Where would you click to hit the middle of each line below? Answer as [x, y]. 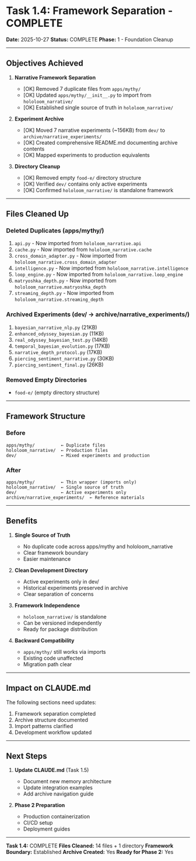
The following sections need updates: [51, 702]
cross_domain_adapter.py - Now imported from [71, 256]
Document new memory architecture [67, 781]
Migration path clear [48, 664]
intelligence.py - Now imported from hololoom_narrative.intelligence [101, 268]
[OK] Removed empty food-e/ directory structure [82, 177]
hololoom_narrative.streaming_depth [59, 300]
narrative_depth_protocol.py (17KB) [58, 352]
